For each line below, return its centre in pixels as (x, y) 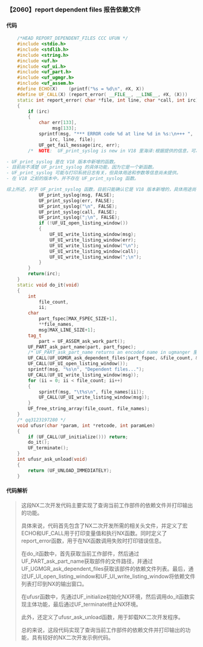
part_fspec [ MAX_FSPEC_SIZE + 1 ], (78, 319)
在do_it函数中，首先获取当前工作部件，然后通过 (80, 553)
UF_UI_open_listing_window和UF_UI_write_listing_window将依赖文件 (111, 576)
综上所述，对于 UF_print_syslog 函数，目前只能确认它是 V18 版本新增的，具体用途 (99, 189)
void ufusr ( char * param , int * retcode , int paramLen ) (86, 425)
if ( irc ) (39, 111)
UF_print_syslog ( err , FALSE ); (76, 201)
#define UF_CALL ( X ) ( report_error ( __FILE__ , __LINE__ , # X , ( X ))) (102, 94)
